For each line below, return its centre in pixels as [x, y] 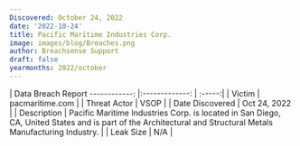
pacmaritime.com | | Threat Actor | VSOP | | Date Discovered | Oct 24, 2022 [150, 103]
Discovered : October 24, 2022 [66, 18]
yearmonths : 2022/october [58, 68]
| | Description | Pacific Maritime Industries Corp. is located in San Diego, [145, 113]
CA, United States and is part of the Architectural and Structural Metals [141, 122]
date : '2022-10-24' [46, 26]
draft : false [34, 59]
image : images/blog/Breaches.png [72, 43]
